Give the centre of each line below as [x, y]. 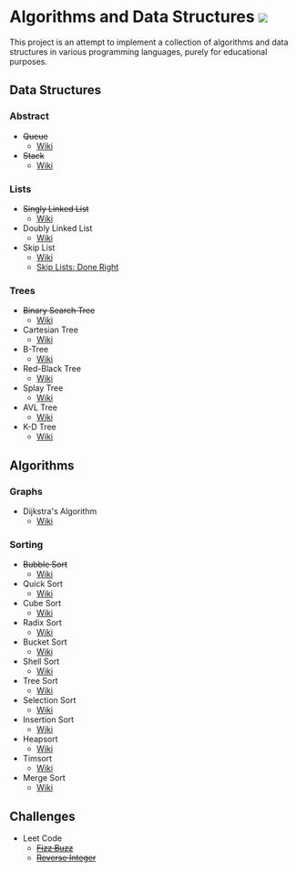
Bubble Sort [45, 564]
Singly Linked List [56, 208]
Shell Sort [41, 662]
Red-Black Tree [52, 369]
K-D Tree [39, 427]
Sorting [26, 544]
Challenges [42, 816]
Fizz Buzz [55, 848]
